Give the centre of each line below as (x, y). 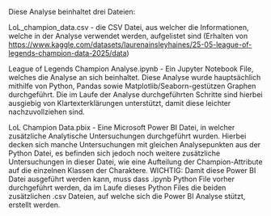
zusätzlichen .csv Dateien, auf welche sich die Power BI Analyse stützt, (127, 196)
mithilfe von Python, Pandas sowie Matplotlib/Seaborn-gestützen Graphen (132, 86)
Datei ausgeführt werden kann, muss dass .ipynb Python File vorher (121, 179)
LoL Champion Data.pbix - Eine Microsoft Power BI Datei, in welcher (122, 127)
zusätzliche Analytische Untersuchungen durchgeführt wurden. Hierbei (127, 136)
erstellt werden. (34, 205)
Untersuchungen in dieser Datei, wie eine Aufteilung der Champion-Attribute (135, 162)
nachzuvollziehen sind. (47, 112)
